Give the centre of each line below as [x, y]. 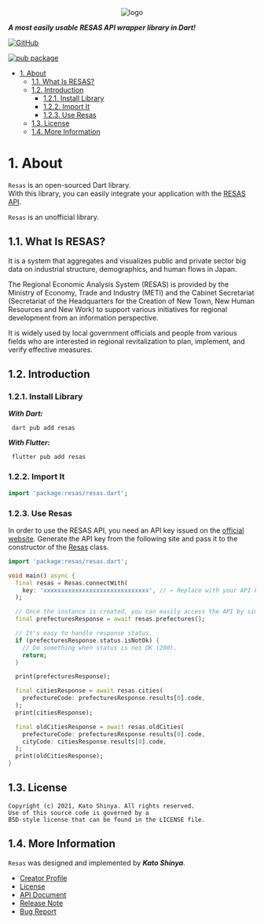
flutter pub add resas [49, 457]
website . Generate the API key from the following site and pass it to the [123, 538]
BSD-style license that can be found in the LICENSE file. [107, 819]
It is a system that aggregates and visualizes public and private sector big [127, 260]
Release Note [41, 903]
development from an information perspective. [83, 317]
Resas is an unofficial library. [54, 217]
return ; [35, 655]
